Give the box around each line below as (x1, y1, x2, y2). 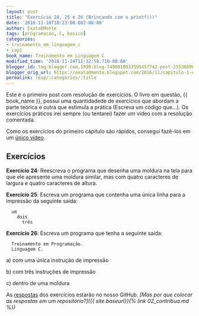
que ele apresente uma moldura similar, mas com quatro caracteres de (6, 173, 179, 180)
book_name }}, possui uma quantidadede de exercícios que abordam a (6, 97, 179, 104)
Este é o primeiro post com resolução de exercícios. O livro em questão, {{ (6, 91, 188, 98)
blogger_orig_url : (6, 69, 52, 75)
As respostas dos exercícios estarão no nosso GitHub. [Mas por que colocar (6, 291, 193, 298)
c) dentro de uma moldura (6, 279, 70, 286)
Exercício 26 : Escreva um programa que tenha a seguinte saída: (6, 229, 163, 237)
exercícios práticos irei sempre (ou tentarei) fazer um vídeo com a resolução (6, 110, 192, 117)
